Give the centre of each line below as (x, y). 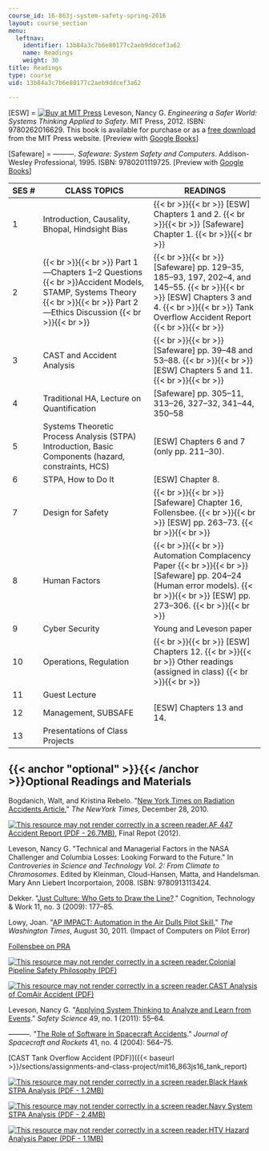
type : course (30, 75)
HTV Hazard (229, 1130)
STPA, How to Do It (78, 479)
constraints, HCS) (76, 466)
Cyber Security (71, 628)
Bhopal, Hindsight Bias (85, 229)
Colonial (222, 962)
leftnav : (30, 38)
